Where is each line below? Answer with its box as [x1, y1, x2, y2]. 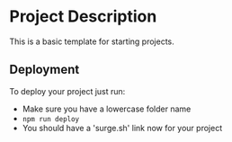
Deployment [9, 62, 80, 77]
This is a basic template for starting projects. [9, 36, 175, 47]
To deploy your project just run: [9, 85, 126, 96]
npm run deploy [22, 114, 80, 123]
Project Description [9, 6, 157, 27]
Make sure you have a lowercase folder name [22, 103, 192, 114]
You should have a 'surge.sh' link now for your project [22, 122, 223, 133]
